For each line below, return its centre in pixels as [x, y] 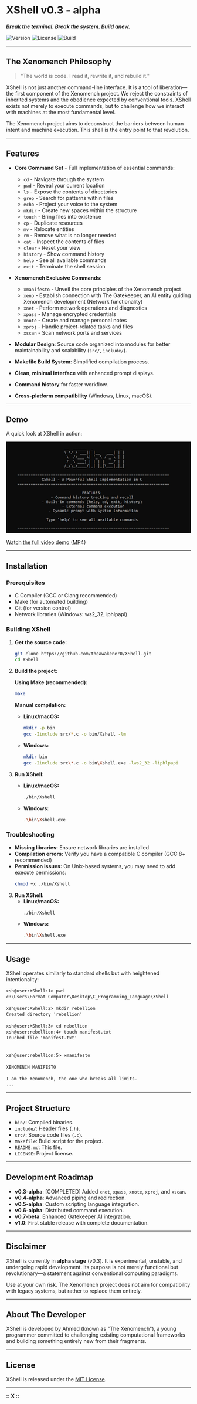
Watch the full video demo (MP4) [46, 542]
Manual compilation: [40, 705]
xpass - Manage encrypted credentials [69, 314]
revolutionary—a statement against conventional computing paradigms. [92, 1273]
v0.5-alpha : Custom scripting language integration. [77, 1204]
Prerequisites [26, 583]
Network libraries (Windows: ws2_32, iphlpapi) [71, 614]
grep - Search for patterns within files [68, 198]
